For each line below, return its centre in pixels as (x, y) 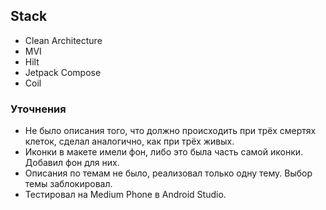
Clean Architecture (63, 40)
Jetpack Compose (63, 72)
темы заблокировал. (68, 184)
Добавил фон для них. (72, 163)
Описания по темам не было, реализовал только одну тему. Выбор (168, 173)
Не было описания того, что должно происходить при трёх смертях (170, 131)
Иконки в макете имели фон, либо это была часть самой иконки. (164, 152)
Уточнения (38, 109)
